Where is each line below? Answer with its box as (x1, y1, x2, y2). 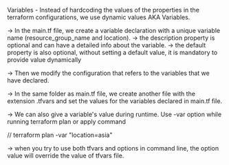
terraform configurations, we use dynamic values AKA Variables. (7, 13, 190, 21)
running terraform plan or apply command (7, 118, 126, 126)
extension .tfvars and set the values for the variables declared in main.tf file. (7, 97, 222, 105)
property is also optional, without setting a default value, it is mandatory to (7, 48, 218, 56)
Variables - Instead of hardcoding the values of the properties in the (7, 6, 199, 14)
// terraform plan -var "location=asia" (7, 131, 113, 139)
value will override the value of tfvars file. (7, 151, 124, 159)
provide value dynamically (7, 56, 82, 64)
